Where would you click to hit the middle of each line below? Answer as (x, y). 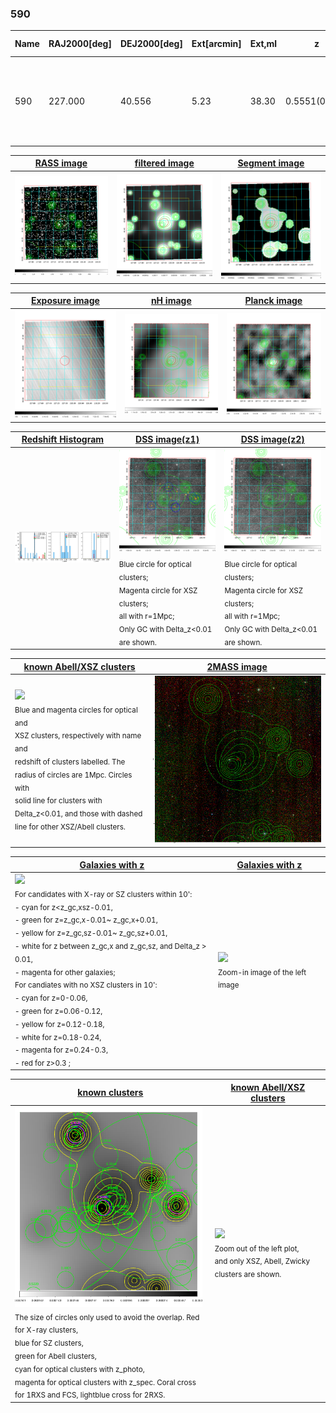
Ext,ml (263, 44)
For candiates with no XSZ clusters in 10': (86, 985)
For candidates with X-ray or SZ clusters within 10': (103, 894)
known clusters (110, 1093)
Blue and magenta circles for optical (76, 710)
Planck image (273, 301)
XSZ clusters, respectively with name (78, 736)
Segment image (271, 163)
